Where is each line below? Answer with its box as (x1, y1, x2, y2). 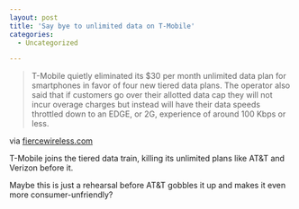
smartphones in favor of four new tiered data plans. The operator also (31, 80, 291, 91)
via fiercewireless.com (9, 135, 93, 146)
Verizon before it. (9, 162, 74, 173)
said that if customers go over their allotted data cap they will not (31, 90, 273, 100)
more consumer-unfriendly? (9, 189, 113, 200)
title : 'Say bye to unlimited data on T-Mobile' (9, 22, 195, 30)
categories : (9, 30, 54, 39)
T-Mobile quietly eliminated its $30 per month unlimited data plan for (31, 71, 286, 82)
